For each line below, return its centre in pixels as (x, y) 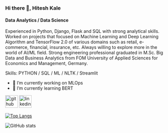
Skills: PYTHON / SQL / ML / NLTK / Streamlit (52, 73)
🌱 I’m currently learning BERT (43, 88)
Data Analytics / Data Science (37, 20)
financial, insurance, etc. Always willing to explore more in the (94, 47)
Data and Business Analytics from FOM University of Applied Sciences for (81, 58)
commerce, (17, 47)
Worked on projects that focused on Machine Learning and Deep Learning (82, 37)
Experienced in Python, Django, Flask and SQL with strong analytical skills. (82, 31)
